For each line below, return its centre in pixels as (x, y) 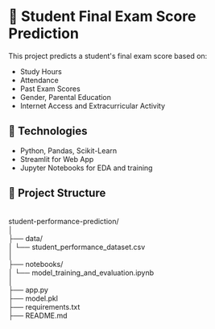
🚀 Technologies (48, 131)
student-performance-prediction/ (64, 221)
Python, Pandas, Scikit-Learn (68, 150)
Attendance (39, 80)
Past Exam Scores (50, 89)
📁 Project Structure (57, 193)
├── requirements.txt (44, 306)
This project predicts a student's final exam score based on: (108, 56)
